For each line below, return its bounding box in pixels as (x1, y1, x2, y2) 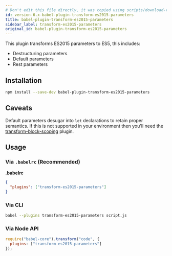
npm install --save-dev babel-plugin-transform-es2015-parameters (5, 89, 150, 95)
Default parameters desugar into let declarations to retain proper (5, 117, 143, 123)
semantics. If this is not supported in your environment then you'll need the (5, 123, 164, 129)
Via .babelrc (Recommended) (5, 158, 80, 165)
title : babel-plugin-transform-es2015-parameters (5, 17, 114, 22)
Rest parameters (12, 61, 48, 67)
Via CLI (5, 201, 24, 208)
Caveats (5, 104, 32, 112)
